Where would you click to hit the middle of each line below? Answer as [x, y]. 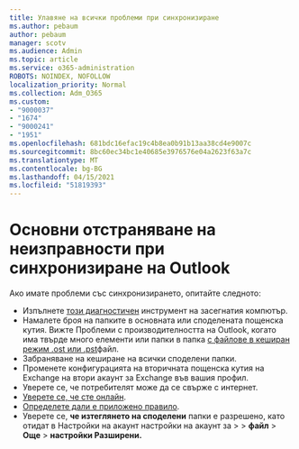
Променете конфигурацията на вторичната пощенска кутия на [143, 368]
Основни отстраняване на [113, 230]
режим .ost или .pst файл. [70, 349]
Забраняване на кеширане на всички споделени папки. [129, 359]
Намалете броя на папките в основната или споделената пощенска [153, 320]
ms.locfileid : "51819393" [58, 186]
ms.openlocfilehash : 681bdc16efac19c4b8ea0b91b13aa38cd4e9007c [131, 143]
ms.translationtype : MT [54, 160]
